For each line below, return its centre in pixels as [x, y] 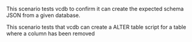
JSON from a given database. [43, 15]
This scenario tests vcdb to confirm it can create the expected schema [95, 9]
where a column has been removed [51, 33]
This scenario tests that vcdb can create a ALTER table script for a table [96, 27]
